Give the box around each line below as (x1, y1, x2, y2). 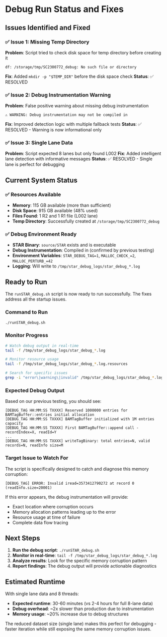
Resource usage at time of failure (12, 514, 81, 520)
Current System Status (5, 176, 78, 184)
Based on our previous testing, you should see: (5, 398, 102, 404)
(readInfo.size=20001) (5, 485, 52, 490)
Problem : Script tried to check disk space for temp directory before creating (5, 49, 162, 55)
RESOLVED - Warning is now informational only (5, 127, 102, 133)
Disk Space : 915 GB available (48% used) (12, 208, 98, 214)
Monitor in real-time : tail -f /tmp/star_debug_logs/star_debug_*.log (12, 553, 158, 559)
